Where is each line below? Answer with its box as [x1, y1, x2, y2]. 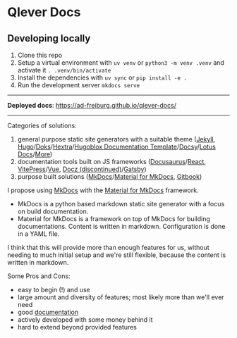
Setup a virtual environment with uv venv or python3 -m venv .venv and [17, 58, 224, 67]
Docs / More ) [17, 150, 53, 158]
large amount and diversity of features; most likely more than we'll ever [17, 293, 224, 301]
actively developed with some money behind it [17, 315, 153, 324]
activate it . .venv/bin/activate [17, 66, 111, 74]
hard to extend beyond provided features [17, 323, 138, 331]
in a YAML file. [17, 230, 60, 238]
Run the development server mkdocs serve [17, 81, 140, 89]
